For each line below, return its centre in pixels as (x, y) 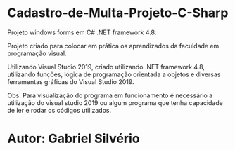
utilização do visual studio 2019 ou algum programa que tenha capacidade (115, 102)
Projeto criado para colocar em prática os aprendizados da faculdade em (113, 46)
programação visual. (37, 53)
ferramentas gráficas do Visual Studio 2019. (71, 81)
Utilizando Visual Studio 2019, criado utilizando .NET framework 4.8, (106, 67)
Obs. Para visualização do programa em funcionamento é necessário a (110, 95)
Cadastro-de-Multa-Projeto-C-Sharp (118, 13)
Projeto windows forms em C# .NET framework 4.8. (82, 32)
